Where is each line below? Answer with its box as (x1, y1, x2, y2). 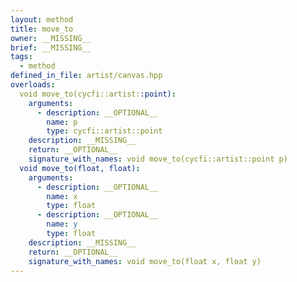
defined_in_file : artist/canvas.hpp (10, 71, 163, 81)
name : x (46, 191, 78, 201)
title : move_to (10, 24, 74, 34)
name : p (46, 117, 78, 127)
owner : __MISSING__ (10, 33, 92, 43)
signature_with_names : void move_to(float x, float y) (28, 256, 262, 266)
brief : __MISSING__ (10, 42, 92, 53)
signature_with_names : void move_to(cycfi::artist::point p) (28, 154, 288, 164)
